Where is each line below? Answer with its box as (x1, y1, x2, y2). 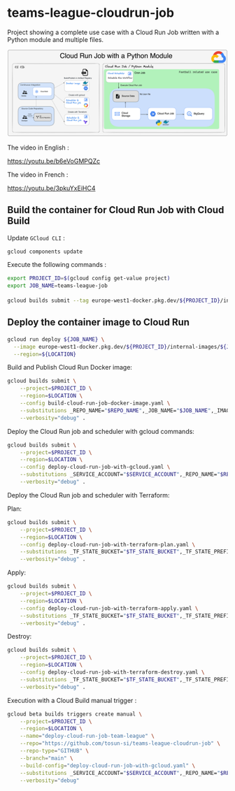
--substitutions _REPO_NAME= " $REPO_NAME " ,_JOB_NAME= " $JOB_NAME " (20, 407, 211, 414)
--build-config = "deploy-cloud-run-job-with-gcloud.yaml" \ (20, 762, 196, 769)
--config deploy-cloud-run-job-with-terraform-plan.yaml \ (20, 541, 196, 548)
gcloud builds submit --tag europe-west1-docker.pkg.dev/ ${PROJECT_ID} (7, 297, 220, 305)
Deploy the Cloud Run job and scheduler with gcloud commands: (7, 427, 194, 435)
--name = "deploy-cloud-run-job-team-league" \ (20, 732, 155, 740)
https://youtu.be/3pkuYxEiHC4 (7, 184, 96, 192)
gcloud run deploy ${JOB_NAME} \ (7, 335, 105, 343)
